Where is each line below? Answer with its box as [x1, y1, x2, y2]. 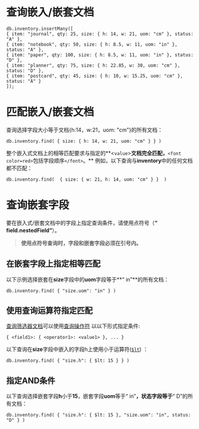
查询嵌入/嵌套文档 [6, 5, 94, 19]
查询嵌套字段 [6, 199, 70, 212]
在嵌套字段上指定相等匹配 [6, 259, 100, 269]
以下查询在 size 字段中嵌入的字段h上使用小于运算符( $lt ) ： [6, 346, 148, 353]
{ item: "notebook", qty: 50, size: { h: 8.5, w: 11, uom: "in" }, [6, 41, 178, 47]
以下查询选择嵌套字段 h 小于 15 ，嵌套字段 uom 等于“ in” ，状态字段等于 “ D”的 [6, 392, 188, 400]
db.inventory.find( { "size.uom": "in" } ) [6, 287, 117, 294]
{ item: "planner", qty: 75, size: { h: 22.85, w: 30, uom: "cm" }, [6, 62, 180, 68]
